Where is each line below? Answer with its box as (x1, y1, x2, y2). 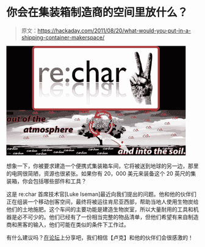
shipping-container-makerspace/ (21, 34, 105, 41)
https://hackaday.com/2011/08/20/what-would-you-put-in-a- (37, 27, 191, 34)
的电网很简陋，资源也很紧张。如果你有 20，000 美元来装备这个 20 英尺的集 (6, 170, 196, 177)
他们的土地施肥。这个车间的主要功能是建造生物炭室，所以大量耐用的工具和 (6, 206, 193, 213)
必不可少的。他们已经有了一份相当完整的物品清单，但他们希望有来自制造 (16, 213, 199, 220)
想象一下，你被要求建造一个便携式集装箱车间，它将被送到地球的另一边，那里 (6, 162, 199, 170)
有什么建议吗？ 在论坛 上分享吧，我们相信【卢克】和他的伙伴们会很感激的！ (6, 234, 193, 241)
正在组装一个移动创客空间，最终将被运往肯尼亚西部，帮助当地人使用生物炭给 (6, 198, 199, 205)
